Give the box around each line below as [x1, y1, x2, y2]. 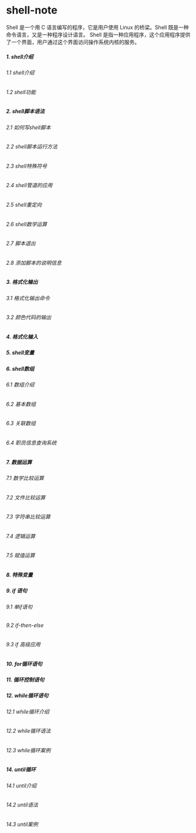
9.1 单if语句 [6, 603, 33, 610]
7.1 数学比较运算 [6, 474, 44, 482]
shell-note [6, 4, 58, 17]
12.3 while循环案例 [6, 746, 51, 754]
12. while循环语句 [6, 692, 49, 699]
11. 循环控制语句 [6, 676, 45, 683]
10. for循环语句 [6, 660, 43, 667]
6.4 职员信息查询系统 [6, 439, 57, 446]
